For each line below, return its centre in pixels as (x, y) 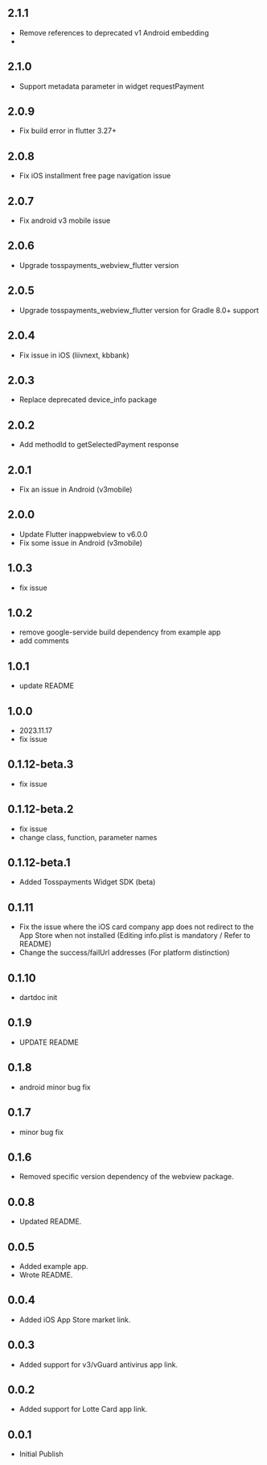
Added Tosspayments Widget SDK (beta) (87, 882)
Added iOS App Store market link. (75, 1320)
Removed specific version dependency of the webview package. (126, 1177)
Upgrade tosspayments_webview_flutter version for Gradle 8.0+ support (139, 310)
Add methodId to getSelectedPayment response (99, 445)
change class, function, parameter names (88, 837)
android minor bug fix (55, 1087)
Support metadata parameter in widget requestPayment (111, 86)
